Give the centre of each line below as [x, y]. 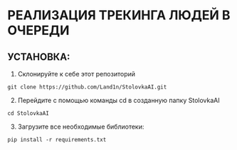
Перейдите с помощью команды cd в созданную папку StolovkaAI [118, 100]
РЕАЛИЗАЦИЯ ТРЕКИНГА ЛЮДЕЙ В [119, 15]
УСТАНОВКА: [39, 57]
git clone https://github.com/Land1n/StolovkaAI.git [87, 87]
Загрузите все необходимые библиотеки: [81, 126]
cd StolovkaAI [28, 114]
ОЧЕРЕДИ [38, 30]
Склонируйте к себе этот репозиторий [77, 74]
